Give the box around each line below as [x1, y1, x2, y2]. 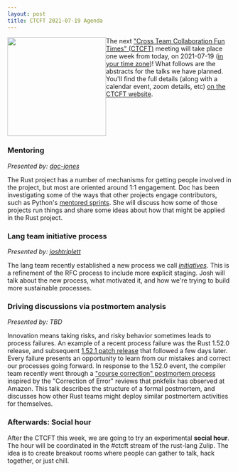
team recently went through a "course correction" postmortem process [7, 369, 216, 378]
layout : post [7, 10, 46, 18]
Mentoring [7, 145, 45, 155]
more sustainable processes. [7, 284, 92, 293]
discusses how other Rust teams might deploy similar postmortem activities [7, 392, 229, 401]
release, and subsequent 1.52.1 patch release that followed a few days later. [7, 347, 228, 355]
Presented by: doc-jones [7, 162, 80, 170]
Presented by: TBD [7, 318, 63, 326]
